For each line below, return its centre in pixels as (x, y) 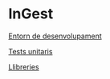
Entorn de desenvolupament (55, 36)
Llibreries (24, 67)
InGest (31, 14)
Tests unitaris (31, 51)
